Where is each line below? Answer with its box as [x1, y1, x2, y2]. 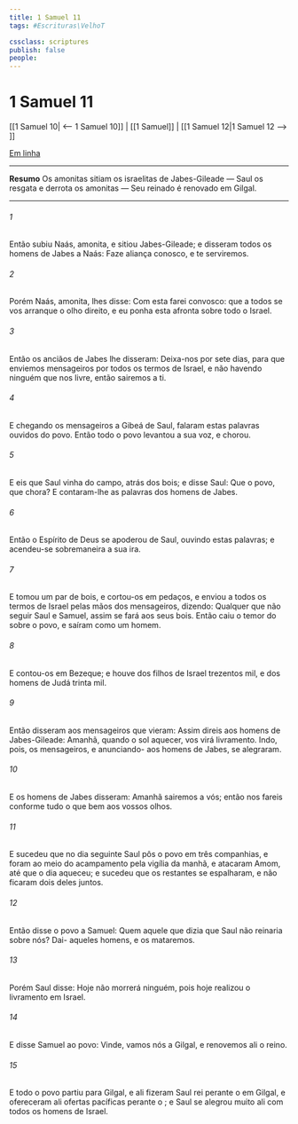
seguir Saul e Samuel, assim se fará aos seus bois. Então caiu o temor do [9, 610, 277, 621]
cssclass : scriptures [9, 37, 90, 46]
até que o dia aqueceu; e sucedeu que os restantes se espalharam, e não [9, 868, 278, 878]
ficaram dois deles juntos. [9, 877, 104, 888]
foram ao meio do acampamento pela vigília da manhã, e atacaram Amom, [9, 858, 281, 869]
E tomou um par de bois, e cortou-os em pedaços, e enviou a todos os [9, 592, 267, 602]
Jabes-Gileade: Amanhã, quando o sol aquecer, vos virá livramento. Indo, [9, 734, 278, 745]
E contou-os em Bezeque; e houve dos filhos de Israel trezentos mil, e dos [9, 667, 281, 679]
